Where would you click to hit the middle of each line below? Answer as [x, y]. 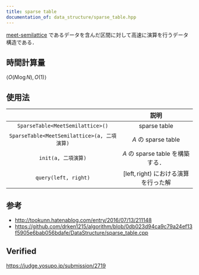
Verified [21, 252]
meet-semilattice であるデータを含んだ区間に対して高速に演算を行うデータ [97, 35]
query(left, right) [63, 178]
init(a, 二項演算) [63, 158]
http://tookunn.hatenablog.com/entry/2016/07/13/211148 [83, 220]
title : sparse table [32, 12]
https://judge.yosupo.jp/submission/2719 [56, 266]
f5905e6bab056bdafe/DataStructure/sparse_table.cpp [81, 232]
